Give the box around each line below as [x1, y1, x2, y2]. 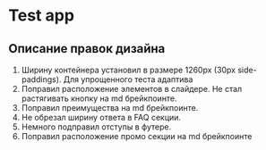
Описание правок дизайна [8, 41, 166, 56]
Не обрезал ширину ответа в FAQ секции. [21, 112, 181, 122]
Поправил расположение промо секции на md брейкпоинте [21, 131, 253, 141]
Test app [8, 5, 75, 26]
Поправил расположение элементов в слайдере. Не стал [21, 84, 243, 94]
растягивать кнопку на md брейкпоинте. [21, 93, 177, 104]
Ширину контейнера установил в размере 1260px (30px [21, 64, 236, 75]
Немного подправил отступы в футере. [21, 121, 172, 132]
